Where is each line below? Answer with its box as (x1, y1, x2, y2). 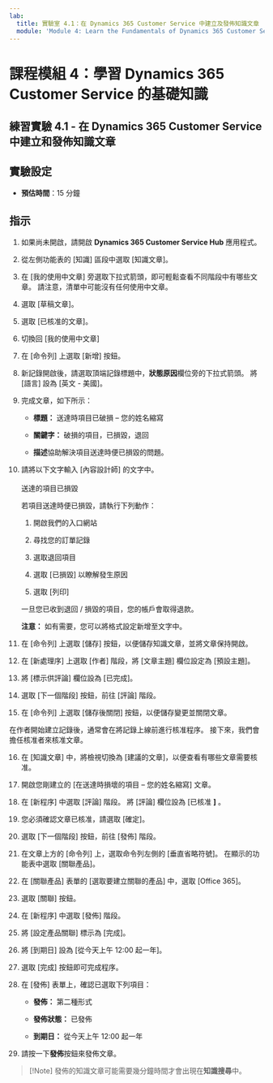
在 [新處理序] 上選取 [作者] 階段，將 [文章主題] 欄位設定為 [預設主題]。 (20, 655, 255, 666)
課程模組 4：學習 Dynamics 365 (9, 64, 225, 83)
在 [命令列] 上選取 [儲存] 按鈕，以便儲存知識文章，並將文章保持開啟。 (20, 638, 253, 648)
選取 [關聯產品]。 (42, 858, 100, 869)
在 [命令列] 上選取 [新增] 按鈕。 (20, 351, 125, 360)
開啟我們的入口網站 (32, 517, 98, 528)
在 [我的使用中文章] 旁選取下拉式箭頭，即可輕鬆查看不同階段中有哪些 (20, 271, 250, 281)
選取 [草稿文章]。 (20, 299, 79, 309)
